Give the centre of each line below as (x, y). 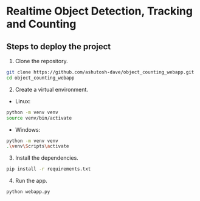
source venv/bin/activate (39, 118)
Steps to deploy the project (59, 46)
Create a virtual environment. (51, 89)
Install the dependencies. (47, 158)
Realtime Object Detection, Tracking (100, 11)
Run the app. (31, 181)
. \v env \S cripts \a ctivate (38, 146)
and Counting (41, 24)
